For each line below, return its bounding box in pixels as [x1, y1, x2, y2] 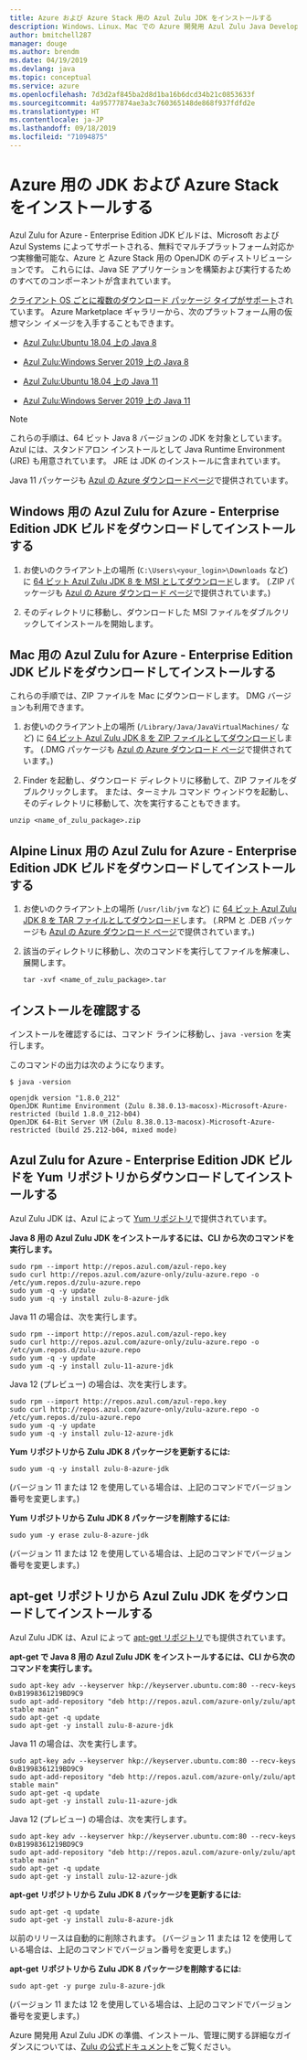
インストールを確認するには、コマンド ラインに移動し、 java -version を [9, 1029, 283, 1040]
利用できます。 [33, 701, 90, 713]
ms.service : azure [9, 81, 79, 91]
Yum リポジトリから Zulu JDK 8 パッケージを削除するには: [9, 1512, 231, 1523]
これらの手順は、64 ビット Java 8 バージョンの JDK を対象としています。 [9, 432, 287, 443]
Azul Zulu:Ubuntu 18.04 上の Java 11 [22, 376, 159, 387]
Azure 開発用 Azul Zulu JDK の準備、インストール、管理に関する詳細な [9, 2029, 276, 2040]
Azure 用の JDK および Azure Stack [9, 175, 280, 196]
